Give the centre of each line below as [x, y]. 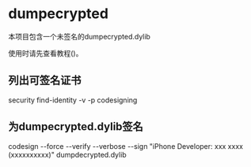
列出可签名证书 [45, 81]
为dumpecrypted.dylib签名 [76, 127]
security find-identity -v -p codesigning [73, 100]
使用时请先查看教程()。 [46, 53]
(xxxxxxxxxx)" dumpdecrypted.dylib [67, 154]
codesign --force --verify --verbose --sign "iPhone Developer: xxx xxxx [126, 146]
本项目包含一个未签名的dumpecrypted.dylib [79, 36]
